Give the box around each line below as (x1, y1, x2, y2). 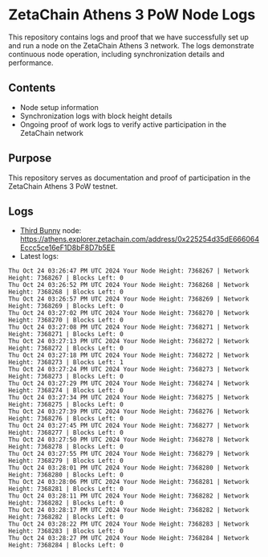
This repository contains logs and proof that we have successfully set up (8, 32, 249, 42)
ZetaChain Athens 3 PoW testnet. (8, 181, 118, 190)
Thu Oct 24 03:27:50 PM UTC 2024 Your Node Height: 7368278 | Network (8, 436, 250, 444)
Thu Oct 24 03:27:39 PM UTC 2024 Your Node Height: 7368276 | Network (8, 408, 250, 416)
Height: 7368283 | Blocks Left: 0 (8, 527, 124, 535)
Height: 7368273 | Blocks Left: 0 (8, 372, 124, 381)
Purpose (8, 151, 52, 166)
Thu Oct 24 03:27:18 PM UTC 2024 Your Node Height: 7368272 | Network (8, 351, 250, 359)
